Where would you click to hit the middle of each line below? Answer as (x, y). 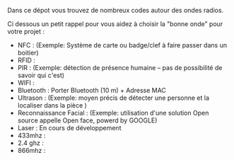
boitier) (28, 53)
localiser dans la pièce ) (52, 105)
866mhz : (31, 150)
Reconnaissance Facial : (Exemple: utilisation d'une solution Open (113, 113)
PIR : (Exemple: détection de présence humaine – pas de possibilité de (120, 68)
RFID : (26, 60)
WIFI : (26, 83)
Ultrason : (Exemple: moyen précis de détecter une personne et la (113, 98)
